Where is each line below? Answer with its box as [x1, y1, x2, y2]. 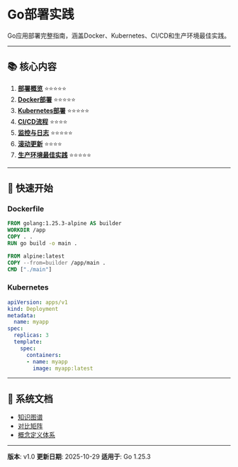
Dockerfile [7, 204, 45, 214]
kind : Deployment [7, 305, 59, 312]
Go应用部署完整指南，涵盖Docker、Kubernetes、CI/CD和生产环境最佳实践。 [7, 31, 231, 40]
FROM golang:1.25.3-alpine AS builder [7, 220, 122, 227]
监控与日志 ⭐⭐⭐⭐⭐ [17, 128, 73, 137]
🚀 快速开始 [7, 182, 53, 194]
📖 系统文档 [7, 392, 53, 405]
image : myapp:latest [33, 365, 93, 372]
